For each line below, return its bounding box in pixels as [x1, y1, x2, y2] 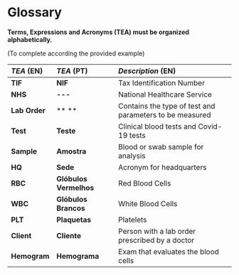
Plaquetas [56, 215, 91, 225]
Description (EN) [118, 65, 176, 75]
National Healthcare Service [118, 90, 212, 99]
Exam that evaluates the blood [118, 247, 219, 257]
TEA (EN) [11, 65, 43, 75]
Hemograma [56, 251, 100, 261]
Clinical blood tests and [118, 122, 197, 131]
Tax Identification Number [118, 77, 205, 87]
